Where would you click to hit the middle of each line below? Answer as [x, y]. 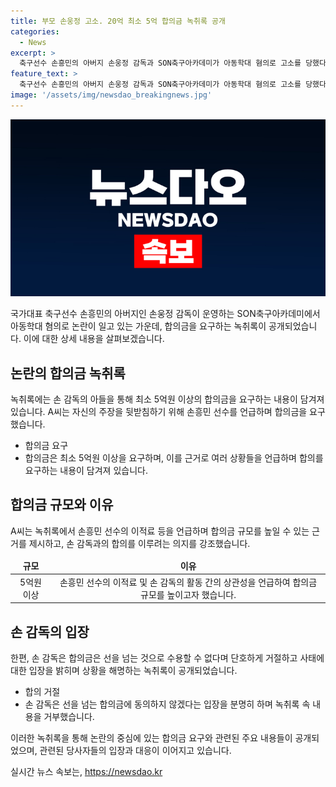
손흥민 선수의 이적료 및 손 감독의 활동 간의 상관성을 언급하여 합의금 [188, 582]
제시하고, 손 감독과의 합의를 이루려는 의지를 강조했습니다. [139, 543]
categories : [35, 31]
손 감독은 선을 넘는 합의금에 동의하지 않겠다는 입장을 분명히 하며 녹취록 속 [167, 704]
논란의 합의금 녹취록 [68, 373]
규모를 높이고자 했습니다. [188, 594]
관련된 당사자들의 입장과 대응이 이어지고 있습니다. [135, 751]
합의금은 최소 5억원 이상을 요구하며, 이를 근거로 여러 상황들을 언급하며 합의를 [174, 458]
